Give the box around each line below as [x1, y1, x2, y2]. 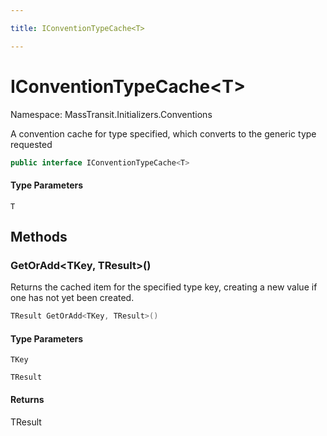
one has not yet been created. [10, 292, 135, 304]
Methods [10, 229, 68, 246]
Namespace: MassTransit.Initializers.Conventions [10, 108, 213, 120]
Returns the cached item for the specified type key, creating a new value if [10, 281, 318, 293]
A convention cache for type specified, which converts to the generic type [10, 127, 317, 140]
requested [10, 138, 53, 150]
